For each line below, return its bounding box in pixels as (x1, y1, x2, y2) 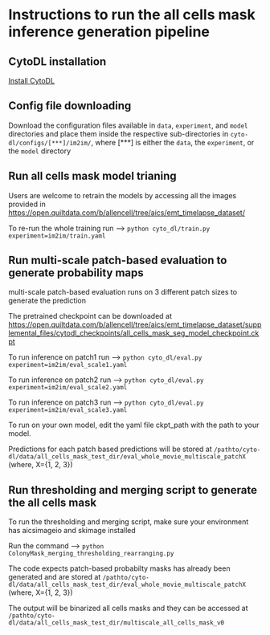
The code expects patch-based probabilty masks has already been (8, 564, 231, 573)
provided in (8, 199, 46, 209)
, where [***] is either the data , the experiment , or (91, 137, 255, 147)
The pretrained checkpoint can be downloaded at (8, 311, 173, 321)
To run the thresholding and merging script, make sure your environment (8, 517, 249, 527)
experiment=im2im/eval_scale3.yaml (8, 406, 128, 414)
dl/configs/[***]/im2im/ (8, 139, 92, 147)
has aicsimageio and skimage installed (8, 526, 137, 535)
